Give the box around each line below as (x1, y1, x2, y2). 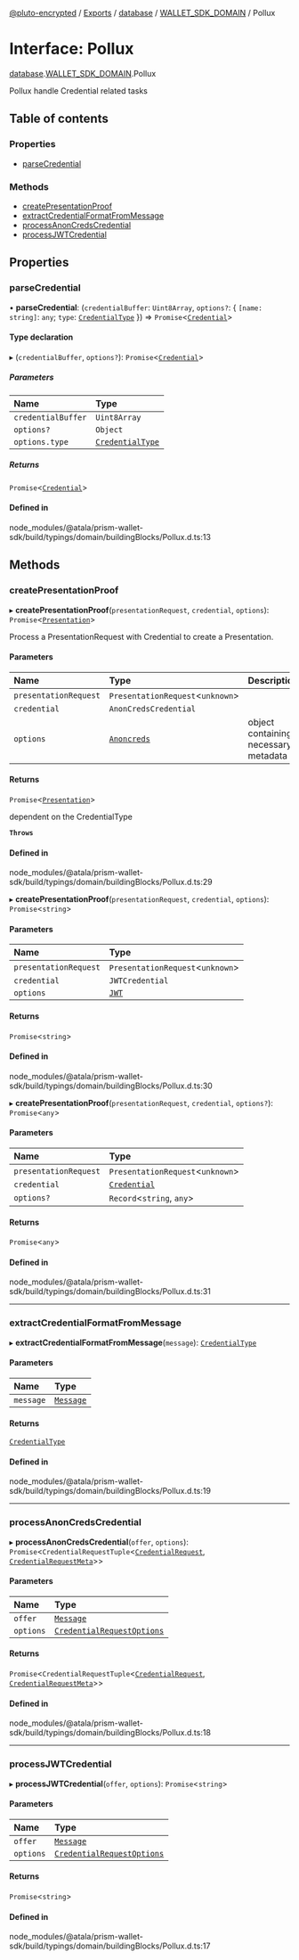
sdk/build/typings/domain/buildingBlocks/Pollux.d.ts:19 (9, 1486, 212, 1497)
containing (247, 726, 292, 739)
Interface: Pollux (9, 39, 134, 59)
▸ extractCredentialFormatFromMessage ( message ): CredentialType (9, 1337, 257, 1348)
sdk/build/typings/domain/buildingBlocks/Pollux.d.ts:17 (9, 1940, 211, 1951)
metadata (247, 749, 287, 761)
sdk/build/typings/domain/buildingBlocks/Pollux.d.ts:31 (9, 1286, 212, 1297)
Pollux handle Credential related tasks (9, 85, 149, 96)
